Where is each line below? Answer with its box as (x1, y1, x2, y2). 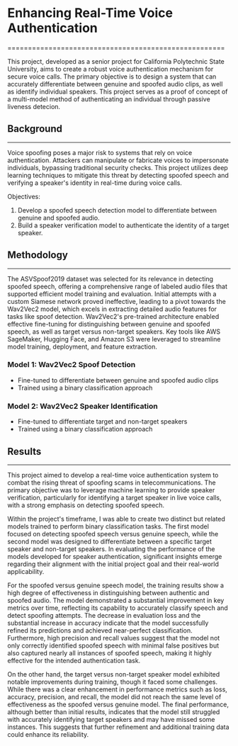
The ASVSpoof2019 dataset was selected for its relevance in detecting (7, 274, 214, 283)
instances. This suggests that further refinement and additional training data (7, 723, 229, 731)
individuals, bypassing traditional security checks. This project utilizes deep (7, 163, 228, 171)
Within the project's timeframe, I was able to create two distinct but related (7, 514, 225, 523)
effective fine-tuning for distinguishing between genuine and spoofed (7, 320, 210, 328)
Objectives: (7, 192, 40, 200)
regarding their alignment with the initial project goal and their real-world (7, 560, 220, 568)
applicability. (7, 567, 45, 575)
